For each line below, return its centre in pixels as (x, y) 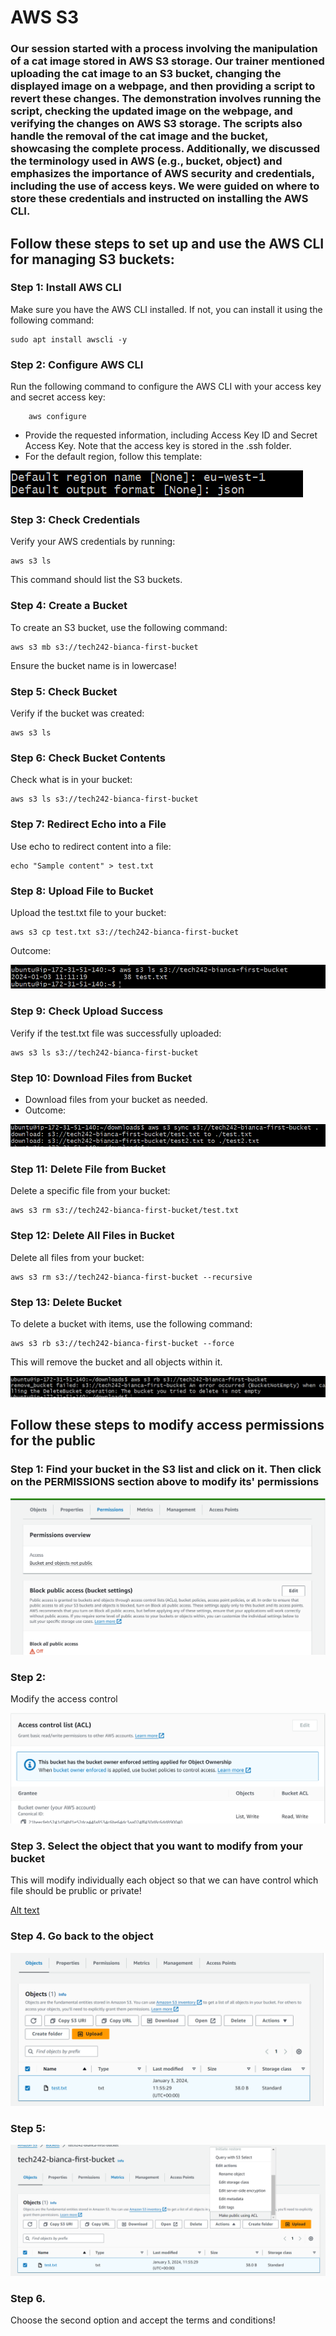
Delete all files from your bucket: (77, 1257)
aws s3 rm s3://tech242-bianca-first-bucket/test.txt (125, 1211)
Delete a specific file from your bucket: (90, 1191)
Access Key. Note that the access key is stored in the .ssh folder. (158, 446)
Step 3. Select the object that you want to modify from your (156, 1846)
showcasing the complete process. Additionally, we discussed (165, 149)
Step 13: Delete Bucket (66, 1302)
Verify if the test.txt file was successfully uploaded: (116, 1033)
